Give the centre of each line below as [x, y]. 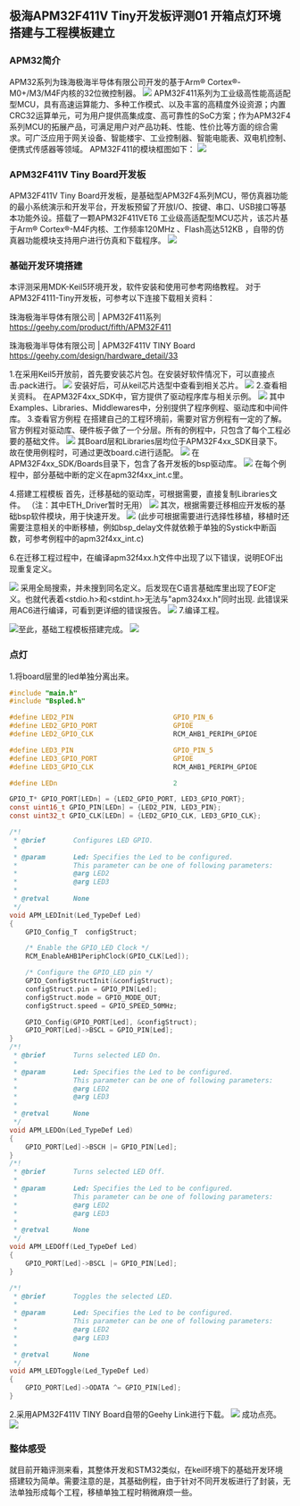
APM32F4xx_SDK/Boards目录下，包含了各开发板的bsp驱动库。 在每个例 [148, 464]
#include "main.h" [43, 693]
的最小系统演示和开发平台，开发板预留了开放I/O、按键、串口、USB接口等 [144, 206]
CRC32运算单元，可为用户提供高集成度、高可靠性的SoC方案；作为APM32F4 [150, 116]
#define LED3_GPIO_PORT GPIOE [101, 758]
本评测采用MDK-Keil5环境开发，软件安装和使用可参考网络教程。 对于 [135, 287]
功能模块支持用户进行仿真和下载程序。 [95, 240]
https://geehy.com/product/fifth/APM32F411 [90, 327]
